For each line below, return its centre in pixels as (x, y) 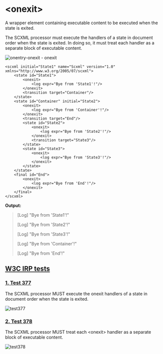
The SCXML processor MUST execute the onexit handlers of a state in (76, 294)
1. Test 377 (18, 283)
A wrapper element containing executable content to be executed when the (82, 23)
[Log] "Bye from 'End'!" (41, 253)
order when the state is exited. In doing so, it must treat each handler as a (80, 42)
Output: (13, 205)
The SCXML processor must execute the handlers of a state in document (79, 38)
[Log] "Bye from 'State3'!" (44, 234)
